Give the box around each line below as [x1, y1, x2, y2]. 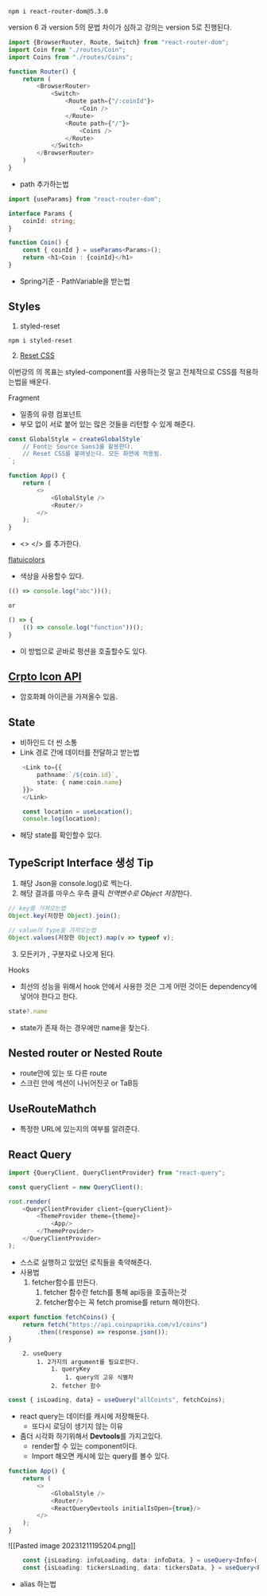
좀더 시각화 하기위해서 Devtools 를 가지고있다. [19, 1431, 163, 1441]
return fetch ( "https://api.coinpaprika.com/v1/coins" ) [22, 1320, 208, 1328]
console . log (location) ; [22, 815, 102, 823]
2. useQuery [22, 1350, 62, 1358]
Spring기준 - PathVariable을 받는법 [19, 276, 131, 286]
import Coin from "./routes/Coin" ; [8, 45, 126, 53]
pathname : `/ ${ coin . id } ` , [37, 771, 119, 779]
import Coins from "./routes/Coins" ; [8, 53, 133, 61]
